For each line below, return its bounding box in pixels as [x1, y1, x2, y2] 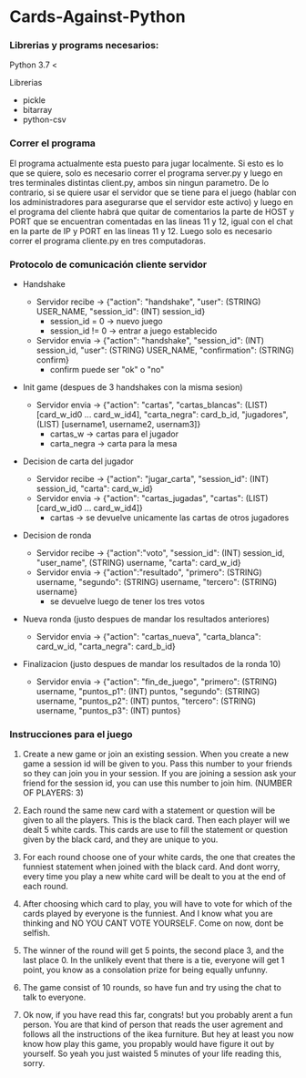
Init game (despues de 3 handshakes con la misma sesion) [22, 382, 243, 393]
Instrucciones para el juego [9, 728, 134, 740]
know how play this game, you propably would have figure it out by [22, 1039, 275, 1050]
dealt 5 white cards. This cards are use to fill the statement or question [22, 825, 289, 836]
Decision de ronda [22, 530, 92, 541]
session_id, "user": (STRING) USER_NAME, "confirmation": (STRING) [36, 344, 294, 356]
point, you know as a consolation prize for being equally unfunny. [22, 964, 269, 976]
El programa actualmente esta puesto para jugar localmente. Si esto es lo [9, 158, 284, 169]
